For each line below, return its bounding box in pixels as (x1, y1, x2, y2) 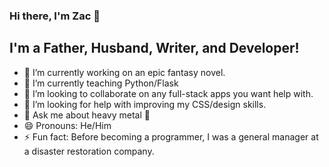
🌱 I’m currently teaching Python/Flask (23, 77, 179, 89)
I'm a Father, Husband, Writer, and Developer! (9, 40, 300, 57)
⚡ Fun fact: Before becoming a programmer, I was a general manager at (23, 130, 319, 143)
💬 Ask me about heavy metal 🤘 (23, 109, 151, 121)
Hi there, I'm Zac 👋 (9, 9, 101, 23)
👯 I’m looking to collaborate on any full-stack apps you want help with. (23, 87, 314, 99)
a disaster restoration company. (23, 145, 155, 157)
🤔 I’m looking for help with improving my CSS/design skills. (23, 98, 267, 110)
